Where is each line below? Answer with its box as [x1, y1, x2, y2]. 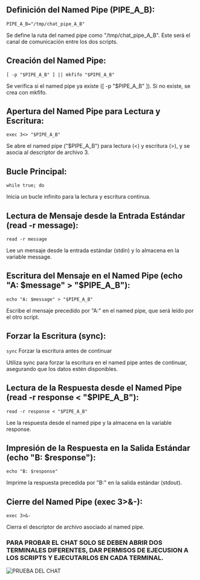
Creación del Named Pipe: [6, 56, 107, 66]
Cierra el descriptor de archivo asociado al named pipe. [6, 524, 145, 531]
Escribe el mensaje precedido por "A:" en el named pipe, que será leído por [6, 307, 194, 314]
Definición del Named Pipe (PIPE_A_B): [6, 5, 155, 15]
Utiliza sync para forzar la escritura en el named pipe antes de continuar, [6, 359, 187, 366]
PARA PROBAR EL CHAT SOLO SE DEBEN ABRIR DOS [6, 539, 163, 547]
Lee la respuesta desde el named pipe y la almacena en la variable [6, 419, 172, 426]
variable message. [6, 253, 53, 261]
